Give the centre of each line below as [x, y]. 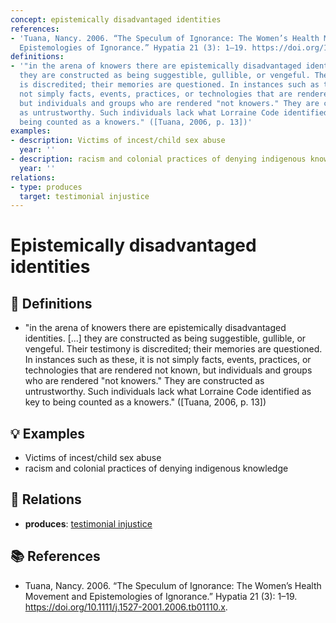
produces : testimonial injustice [88, 523]
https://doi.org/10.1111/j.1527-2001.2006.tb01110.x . [126, 607]
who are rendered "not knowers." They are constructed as [144, 381]
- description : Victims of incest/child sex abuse [118, 141]
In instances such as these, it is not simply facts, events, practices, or [168, 360]
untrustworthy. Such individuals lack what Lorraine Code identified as [168, 392]
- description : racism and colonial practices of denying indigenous [158, 159]
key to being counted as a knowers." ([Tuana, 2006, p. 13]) [145, 402]
